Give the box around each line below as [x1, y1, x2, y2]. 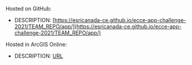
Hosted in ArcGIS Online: [5, 41, 67, 48]
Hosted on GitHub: [5, 5, 52, 12]
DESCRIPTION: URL [14, 52, 64, 59]
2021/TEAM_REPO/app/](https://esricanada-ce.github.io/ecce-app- [14, 23, 182, 30]
